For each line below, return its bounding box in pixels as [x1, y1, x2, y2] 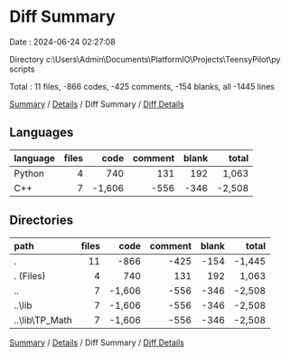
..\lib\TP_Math [14, 314, 72, 326]
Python [14, 167, 45, 179]
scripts [9, 63, 35, 74]
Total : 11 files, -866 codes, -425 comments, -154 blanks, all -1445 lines [9, 81, 276, 92]
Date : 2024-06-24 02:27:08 [9, 36, 116, 47]
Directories [9, 213, 74, 228]
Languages [9, 125, 74, 140]
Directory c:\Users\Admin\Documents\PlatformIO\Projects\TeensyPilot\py [9, 53, 281, 64]
